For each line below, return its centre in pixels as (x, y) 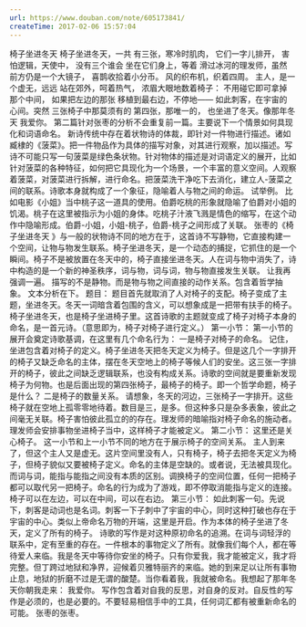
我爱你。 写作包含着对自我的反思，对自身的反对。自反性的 (176, 590)
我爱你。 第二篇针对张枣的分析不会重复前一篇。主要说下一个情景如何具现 (156, 122)
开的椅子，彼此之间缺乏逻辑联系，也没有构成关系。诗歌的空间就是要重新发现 (153, 373)
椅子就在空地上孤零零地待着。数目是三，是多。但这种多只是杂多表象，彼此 (149, 407)
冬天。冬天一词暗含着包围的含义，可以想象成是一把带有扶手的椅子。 (168, 304)
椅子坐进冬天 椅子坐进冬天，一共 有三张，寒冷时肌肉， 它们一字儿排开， (144, 53)
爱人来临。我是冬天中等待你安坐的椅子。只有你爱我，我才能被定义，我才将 (157, 555)
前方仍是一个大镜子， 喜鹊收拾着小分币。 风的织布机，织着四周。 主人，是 (148, 76)
